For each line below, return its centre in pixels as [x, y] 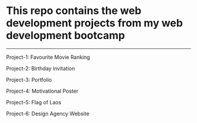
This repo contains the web [74, 11]
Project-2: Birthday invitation [40, 68]
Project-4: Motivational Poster [42, 91]
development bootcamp [65, 36]
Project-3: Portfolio [29, 79]
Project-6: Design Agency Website [48, 113]
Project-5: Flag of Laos [34, 102]
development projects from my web [94, 23]
